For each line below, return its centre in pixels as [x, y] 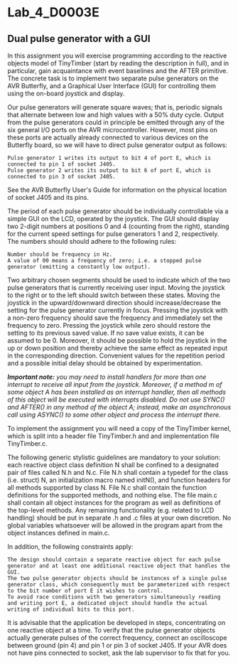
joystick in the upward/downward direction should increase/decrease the [114, 302]
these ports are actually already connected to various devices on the [108, 137]
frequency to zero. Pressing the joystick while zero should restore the [109, 325]
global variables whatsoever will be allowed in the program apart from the [115, 525]
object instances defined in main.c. [59, 533]
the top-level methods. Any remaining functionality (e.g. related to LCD [111, 510]
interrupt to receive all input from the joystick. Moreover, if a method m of [115, 384]
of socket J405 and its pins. [48, 197]
